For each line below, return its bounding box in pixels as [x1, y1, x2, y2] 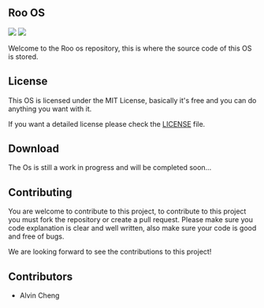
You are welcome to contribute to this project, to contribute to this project [8, 206, 247, 216]
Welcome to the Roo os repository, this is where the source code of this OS [8, 43, 252, 53]
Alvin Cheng [19, 291, 60, 300]
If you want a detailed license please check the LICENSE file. [8, 119, 206, 128]
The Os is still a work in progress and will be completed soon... [8, 163, 212, 173]
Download [8, 142, 59, 156]
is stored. [8, 51, 39, 61]
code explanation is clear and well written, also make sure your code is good [8, 224, 257, 233]
